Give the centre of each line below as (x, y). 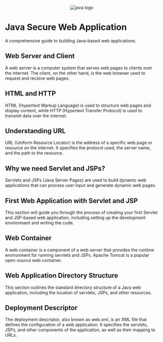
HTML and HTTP (30, 93)
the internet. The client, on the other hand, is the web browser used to (75, 73)
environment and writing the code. (40, 223)
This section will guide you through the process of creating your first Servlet (81, 212)
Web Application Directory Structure (62, 276)
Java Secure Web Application (66, 27)
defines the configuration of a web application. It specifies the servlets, (76, 325)
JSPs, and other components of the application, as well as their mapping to (80, 330)
